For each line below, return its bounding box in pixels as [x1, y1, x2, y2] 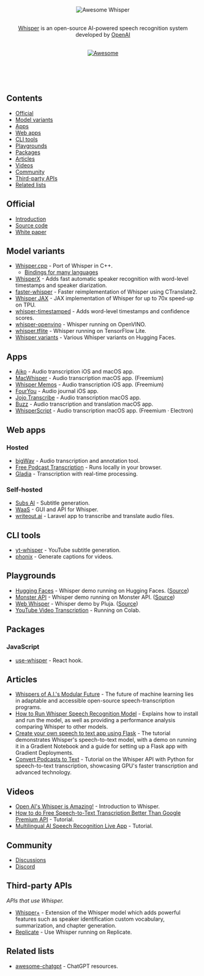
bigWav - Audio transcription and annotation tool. [15, 457, 140, 464]
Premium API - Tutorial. [15, 816, 74, 823]
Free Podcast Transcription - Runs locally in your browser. [15, 463, 162, 471]
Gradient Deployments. [15, 749, 74, 757]
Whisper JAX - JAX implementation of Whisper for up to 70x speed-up [15, 295, 194, 302]
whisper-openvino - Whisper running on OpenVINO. [15, 321, 146, 328]
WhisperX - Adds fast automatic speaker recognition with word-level [15, 275, 189, 283]
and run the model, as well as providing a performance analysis [15, 717, 176, 724]
